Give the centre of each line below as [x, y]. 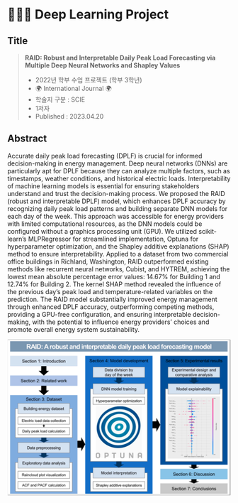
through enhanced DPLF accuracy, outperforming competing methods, [111, 307]
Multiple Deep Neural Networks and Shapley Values [102, 65]
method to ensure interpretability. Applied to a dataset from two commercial [118, 254]
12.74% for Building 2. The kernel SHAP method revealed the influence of [114, 284]
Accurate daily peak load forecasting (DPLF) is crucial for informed [105, 156]
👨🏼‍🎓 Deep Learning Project [88, 15]
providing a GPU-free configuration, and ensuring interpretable [99, 314]
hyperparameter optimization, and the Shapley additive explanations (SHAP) [118, 246]
